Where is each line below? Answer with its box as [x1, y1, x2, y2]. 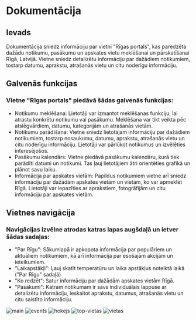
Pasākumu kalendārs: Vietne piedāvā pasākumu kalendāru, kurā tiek [14, 153, 180, 160]
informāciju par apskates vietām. [14, 191, 94, 198]
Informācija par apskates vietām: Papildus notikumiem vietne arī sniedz [14, 172, 187, 179]
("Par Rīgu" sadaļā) [14, 271, 61, 278]
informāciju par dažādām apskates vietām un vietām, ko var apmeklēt [14, 178, 183, 186]
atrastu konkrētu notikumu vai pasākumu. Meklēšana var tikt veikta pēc [14, 116, 187, 123]
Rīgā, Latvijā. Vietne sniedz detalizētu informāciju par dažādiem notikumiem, [6, 56, 190, 62]
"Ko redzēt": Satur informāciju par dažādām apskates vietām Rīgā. [14, 277, 174, 284]
